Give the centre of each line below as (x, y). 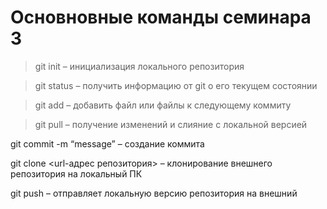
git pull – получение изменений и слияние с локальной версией (171, 124)
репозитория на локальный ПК (76, 173)
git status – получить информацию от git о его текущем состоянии (176, 85)
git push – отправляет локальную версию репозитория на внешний (154, 193)
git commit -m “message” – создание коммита (107, 143)
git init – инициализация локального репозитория (139, 66)
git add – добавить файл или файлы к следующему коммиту (163, 105)
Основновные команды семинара (161, 17)
